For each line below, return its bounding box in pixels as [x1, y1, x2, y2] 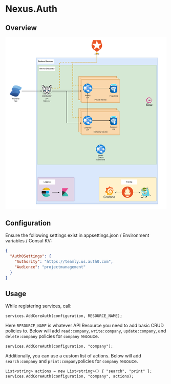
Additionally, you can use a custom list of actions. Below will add [5, 353, 142, 359]
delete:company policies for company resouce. [5, 333, 99, 340]
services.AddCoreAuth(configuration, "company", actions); [5, 374, 134, 379]
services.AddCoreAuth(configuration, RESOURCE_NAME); [5, 313, 123, 319]
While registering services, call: [5, 303, 72, 309]
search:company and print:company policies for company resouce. [5, 358, 138, 365]
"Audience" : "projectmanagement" [14, 264, 86, 269]
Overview [5, 24, 37, 32]
